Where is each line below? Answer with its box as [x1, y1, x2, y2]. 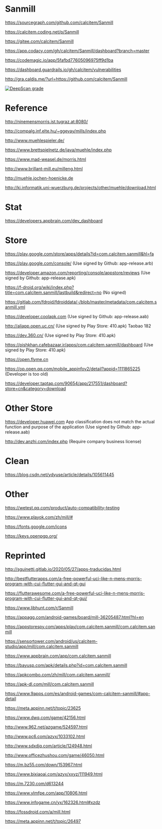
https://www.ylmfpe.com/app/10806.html [5, 790, 87, 796]
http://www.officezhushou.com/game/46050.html [5, 752, 105, 758]
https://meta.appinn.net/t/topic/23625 [5, 705, 81, 711]
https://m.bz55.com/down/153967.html [5, 761, 82, 767]
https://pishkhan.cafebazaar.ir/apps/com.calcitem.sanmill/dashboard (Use [5, 342, 154, 347]
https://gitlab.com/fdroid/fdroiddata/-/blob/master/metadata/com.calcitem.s [5, 299, 157, 305]
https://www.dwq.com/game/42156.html [5, 714, 86, 721]
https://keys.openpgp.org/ [5, 533, 58, 539]
